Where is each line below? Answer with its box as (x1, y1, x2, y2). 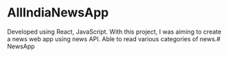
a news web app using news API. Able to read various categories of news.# (7, 34, 221, 43)
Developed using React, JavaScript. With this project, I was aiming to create (7, 27, 222, 36)
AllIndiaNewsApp (7, 5, 109, 21)
